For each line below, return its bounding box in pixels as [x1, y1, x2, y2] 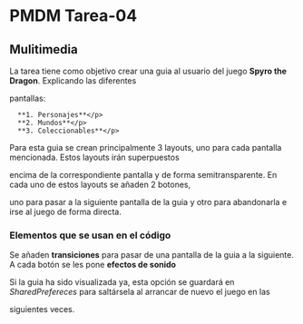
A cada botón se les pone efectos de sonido [9, 260, 177, 270]
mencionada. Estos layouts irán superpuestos [9, 152, 180, 162]
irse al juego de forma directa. [9, 206, 122, 217]
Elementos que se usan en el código [9, 229, 171, 241]
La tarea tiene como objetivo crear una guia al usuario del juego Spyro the [9, 65, 288, 76]
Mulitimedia [9, 42, 79, 57]
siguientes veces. [9, 304, 75, 315]
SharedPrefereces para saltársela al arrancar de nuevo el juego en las [9, 287, 270, 298]
